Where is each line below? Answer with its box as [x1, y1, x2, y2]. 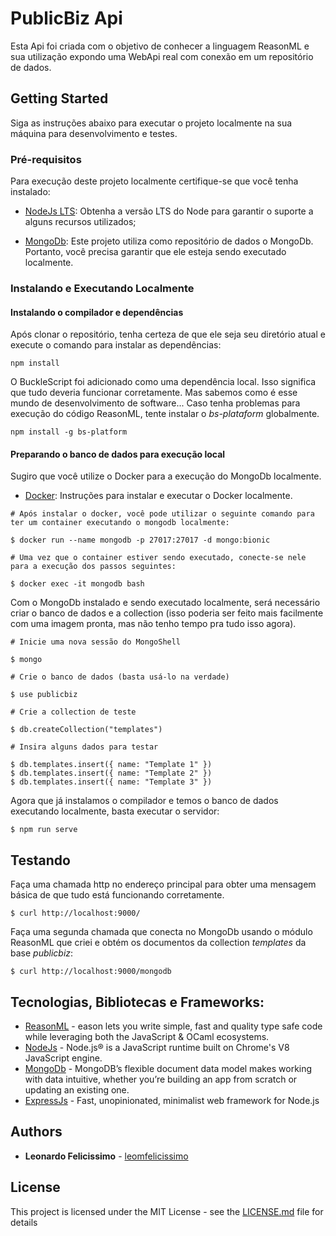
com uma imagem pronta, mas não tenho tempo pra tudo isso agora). [10, 618, 297, 630]
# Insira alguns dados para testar [10, 742, 159, 752]
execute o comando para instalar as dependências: [10, 339, 222, 351]
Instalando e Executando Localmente [10, 281, 195, 295]
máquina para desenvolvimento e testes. [10, 127, 178, 139]
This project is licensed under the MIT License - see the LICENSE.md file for [10, 1205, 324, 1217]
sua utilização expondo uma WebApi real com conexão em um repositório [10, 50, 314, 62]
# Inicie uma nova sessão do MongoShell [10, 637, 182, 647]
